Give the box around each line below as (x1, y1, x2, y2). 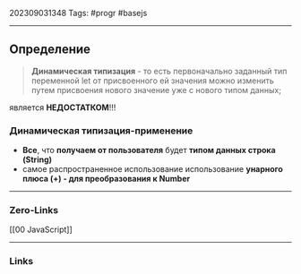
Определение (9, 42, 91, 57)
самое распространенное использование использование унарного (21, 164, 284, 175)
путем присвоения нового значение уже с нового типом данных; (30, 84, 282, 95)
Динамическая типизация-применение (9, 124, 193, 137)
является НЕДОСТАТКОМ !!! (9, 102, 116, 113)
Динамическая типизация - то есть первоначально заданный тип (30, 65, 288, 76)
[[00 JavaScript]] (9, 224, 73, 235)
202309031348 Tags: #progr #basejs (9, 8, 148, 18)
